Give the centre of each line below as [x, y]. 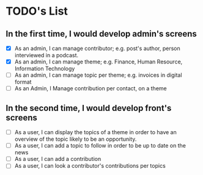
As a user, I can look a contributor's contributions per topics [90, 166]
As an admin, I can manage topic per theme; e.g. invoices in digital [98, 75]
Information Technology [45, 69]
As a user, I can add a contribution [58, 159]
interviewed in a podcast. [46, 55]
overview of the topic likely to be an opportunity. [76, 139]
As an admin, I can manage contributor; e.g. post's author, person [98, 48]
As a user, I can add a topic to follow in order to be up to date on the [100, 146]
